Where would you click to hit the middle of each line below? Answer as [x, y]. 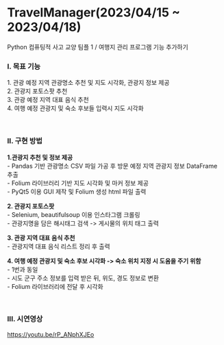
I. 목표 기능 [24, 66]
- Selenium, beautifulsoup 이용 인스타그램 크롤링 [74, 214]
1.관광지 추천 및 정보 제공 [40, 157]
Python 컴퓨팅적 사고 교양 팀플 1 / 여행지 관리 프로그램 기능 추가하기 [98, 47]
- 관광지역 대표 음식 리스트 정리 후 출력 [59, 246]
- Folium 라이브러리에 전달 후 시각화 [55, 286]
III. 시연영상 [25, 319]
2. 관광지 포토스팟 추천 [37, 91]
